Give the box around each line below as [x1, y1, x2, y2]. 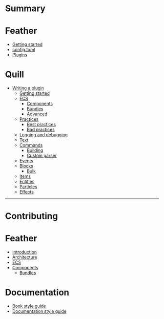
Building [26, 148, 43, 153]
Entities [19, 179, 35, 185]
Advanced [26, 111, 48, 117]
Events [19, 158, 33, 164]
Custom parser [26, 152, 57, 159]
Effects [19, 189, 34, 195]
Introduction [12, 249, 37, 255]
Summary [5, 3, 45, 14]
